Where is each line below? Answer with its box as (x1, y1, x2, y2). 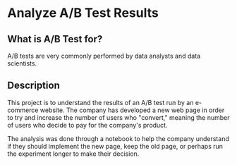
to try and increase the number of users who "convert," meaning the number (7, 113, 230, 121)
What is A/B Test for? (7, 33, 103, 45)
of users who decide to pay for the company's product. (7, 121, 168, 129)
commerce (7, 106, 39, 114)
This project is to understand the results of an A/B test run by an (7, 98, 194, 106)
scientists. (7, 59, 37, 68)
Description (7, 80, 60, 92)
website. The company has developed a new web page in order (39, 106, 225, 114)
